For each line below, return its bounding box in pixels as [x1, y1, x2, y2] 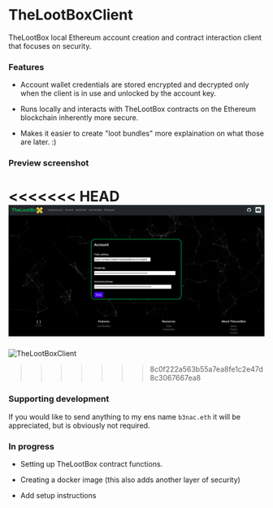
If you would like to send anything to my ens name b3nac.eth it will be [8, 411, 241, 421]
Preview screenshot [8, 157, 89, 169]
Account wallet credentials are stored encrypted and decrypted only [19, 80, 249, 90]
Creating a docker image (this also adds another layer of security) [19, 475, 241, 484]
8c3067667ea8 [149, 373, 201, 383]
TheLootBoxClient [8, 6, 133, 24]
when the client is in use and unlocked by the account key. [19, 88, 217, 98]
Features [8, 61, 45, 72]
